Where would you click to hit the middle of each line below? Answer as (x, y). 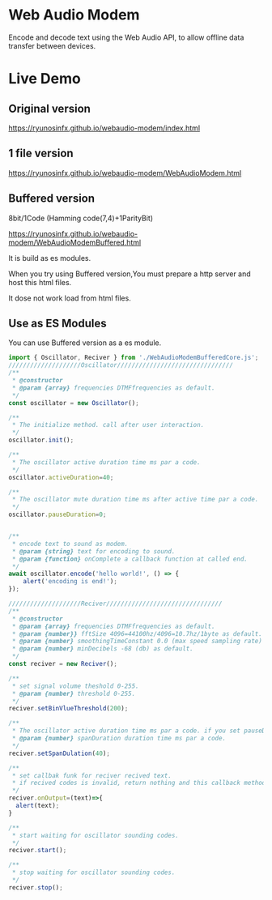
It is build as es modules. (50, 258)
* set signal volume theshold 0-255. (75, 686)
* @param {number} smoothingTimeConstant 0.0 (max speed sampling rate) (137, 642)
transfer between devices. (52, 45)
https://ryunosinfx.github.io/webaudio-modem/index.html (104, 128)
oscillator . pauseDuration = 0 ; (57, 515)
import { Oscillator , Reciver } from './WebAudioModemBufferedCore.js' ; (134, 358)
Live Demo (45, 79)
